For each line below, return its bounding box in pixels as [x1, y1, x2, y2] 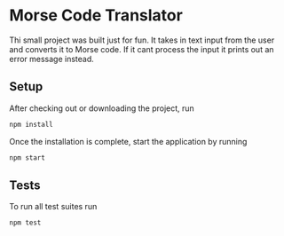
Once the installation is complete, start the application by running [9, 136, 248, 146]
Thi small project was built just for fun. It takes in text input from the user [9, 35, 275, 45]
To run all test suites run [9, 201, 98, 212]
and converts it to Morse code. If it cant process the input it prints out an [9, 43, 274, 54]
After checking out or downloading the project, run [9, 103, 195, 114]
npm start [9, 153, 46, 162]
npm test [9, 218, 42, 227]
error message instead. [9, 53, 95, 64]
